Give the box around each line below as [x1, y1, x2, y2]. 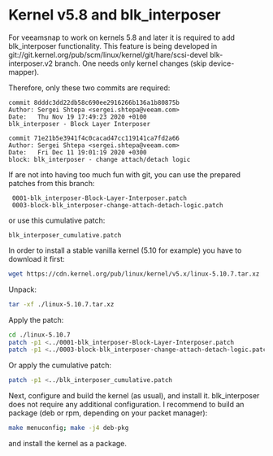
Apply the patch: [8, 315, 64, 324]
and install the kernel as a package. [8, 439, 128, 449]
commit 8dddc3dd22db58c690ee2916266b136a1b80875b [8, 98, 180, 106]
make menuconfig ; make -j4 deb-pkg [8, 424, 129, 432]
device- [208, 59, 235, 68]
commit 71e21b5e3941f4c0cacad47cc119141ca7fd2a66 [8, 134, 180, 142]
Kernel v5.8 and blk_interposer [8, 6, 221, 24]
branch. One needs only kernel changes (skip [54, 59, 207, 68]
